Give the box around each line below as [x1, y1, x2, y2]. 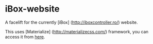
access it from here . [5, 34, 45, 40]
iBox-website [5, 3, 60, 15]
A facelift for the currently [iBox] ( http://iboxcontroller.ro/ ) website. [5, 19, 138, 25]
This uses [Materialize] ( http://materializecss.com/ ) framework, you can [5, 29, 149, 34]
